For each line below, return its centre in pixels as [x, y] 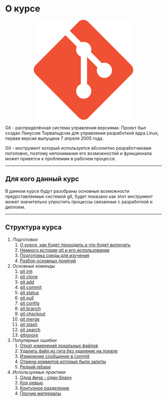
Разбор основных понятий [48, 261]
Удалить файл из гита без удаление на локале [69, 351]
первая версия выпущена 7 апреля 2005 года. [54, 138]
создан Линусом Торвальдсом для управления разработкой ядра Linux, [82, 133]
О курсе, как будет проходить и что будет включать [75, 245]
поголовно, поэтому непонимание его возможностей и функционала [79, 153]
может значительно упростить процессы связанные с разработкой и [79, 201]
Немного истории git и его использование [65, 250]
